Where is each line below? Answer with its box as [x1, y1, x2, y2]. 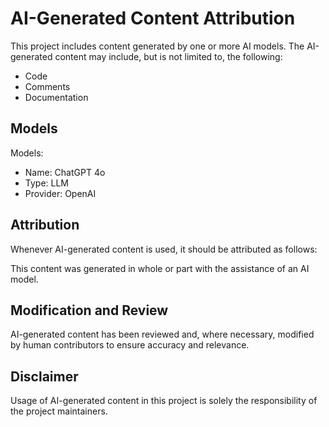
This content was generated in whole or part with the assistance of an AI [10, 262, 310, 274]
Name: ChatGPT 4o [24, 166, 106, 178]
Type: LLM [24, 177, 70, 189]
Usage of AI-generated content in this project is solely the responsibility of [10, 395, 318, 407]
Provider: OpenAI [24, 187, 97, 199]
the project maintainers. [10, 405, 108, 417]
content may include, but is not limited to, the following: [54, 50, 283, 62]
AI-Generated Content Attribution [10, 7, 296, 30]
